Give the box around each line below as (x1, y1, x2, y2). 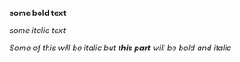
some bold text (9, 8, 67, 18)
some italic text (9, 25, 66, 35)
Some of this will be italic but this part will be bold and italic (9, 42, 232, 53)
